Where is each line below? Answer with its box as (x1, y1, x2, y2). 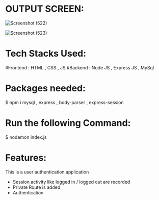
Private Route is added (12, 184, 61, 190)
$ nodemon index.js (5, 134, 47, 140)
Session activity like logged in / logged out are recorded (12, 179, 130, 185)
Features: (5, 152, 47, 163)
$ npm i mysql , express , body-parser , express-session (5, 99, 124, 105)
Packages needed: (5, 83, 86, 94)
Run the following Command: (5, 117, 131, 129)
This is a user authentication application (5, 169, 89, 175)
